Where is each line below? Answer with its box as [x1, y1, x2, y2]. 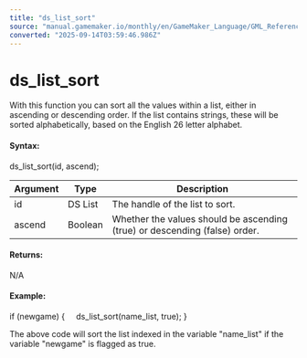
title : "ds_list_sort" [9, 13, 96, 23]
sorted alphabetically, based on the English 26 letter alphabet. [9, 120, 243, 131]
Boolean [68, 218, 103, 231]
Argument [14, 182, 59, 195]
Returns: [9, 249, 44, 260]
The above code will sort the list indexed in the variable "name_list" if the [9, 328, 284, 339]
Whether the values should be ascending [111, 212, 288, 225]
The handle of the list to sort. [111, 197, 236, 210]
